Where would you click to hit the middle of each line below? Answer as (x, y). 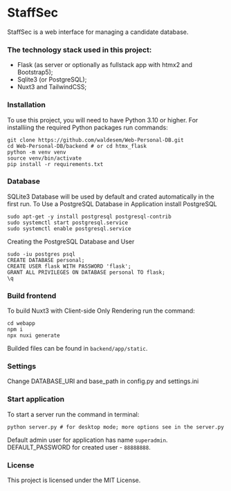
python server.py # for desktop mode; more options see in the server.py (116, 427)
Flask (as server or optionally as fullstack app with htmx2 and (104, 65)
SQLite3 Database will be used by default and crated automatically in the (111, 196)
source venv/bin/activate (44, 158)
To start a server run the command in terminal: (73, 414)
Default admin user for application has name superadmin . (87, 440)
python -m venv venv (37, 152)
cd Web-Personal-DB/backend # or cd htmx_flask (77, 146)
